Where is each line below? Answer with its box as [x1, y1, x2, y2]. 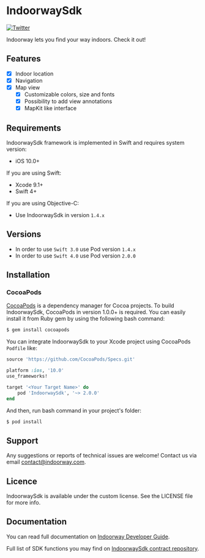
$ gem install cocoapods [6, 327, 70, 333]
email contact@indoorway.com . [6, 458, 86, 466]
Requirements [6, 123, 61, 133]
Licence [6, 476, 38, 486]
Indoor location [15, 70, 54, 77]
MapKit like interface [24, 105, 77, 112]
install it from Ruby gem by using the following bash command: [6, 315, 165, 323]
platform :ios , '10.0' [6, 367, 64, 374]
